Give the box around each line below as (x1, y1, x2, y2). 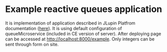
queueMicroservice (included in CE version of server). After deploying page (5, 30, 161, 36)
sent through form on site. (5, 41, 59, 47)
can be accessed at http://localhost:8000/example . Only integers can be (5, 36, 155, 42)
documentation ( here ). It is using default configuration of (5, 25, 122, 31)
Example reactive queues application (5, 3, 162, 15)
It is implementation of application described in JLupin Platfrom (5, 20, 136, 26)
